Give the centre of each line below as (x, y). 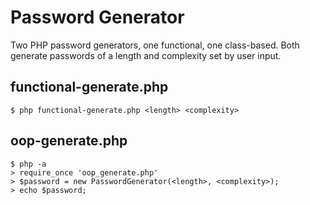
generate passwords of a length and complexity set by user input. (146, 55)
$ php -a (28, 164)
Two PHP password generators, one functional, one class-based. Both (155, 45)
